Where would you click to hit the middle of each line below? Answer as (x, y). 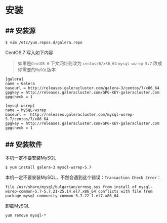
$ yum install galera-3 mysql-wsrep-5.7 (49, 167)
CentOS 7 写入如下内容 (29, 53)
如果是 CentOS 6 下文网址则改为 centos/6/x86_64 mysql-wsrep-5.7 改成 (90, 63)
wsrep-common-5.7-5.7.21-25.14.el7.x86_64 (51, 191)
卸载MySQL (17, 206)
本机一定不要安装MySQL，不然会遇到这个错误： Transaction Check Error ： (83, 177)
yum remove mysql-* (26, 215)
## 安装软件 (24, 145)
